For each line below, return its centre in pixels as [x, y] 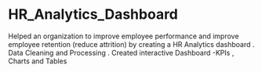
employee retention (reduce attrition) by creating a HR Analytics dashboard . [131, 44]
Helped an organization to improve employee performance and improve [124, 36]
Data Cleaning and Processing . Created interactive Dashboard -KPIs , [121, 52]
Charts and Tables [38, 61]
